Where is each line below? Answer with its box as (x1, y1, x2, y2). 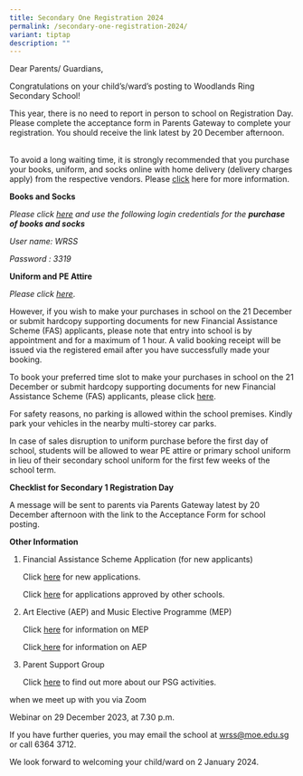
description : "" (9, 38, 71, 48)
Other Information (9, 536, 79, 548)
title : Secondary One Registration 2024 (9, 13, 165, 23)
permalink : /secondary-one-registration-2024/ (9, 22, 188, 31)
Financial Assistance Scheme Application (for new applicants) (22, 554, 253, 565)
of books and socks (9, 218, 86, 229)
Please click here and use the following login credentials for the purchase (9, 209, 286, 220)
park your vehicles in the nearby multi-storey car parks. (9, 418, 217, 429)
